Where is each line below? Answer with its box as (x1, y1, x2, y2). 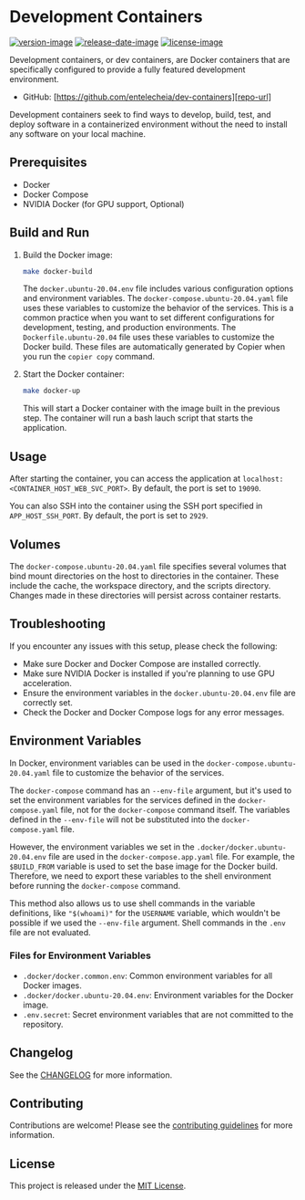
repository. (22, 1018, 64, 1029)
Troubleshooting (9, 616, 107, 631)
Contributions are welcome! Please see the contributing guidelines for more (9, 1120, 293, 1131)
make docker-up (22, 386, 81, 396)
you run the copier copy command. (22, 351, 156, 362)
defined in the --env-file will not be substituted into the (9, 814, 220, 825)
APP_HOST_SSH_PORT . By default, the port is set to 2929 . (9, 510, 208, 521)
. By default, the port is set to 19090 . (127, 483, 261, 494)
